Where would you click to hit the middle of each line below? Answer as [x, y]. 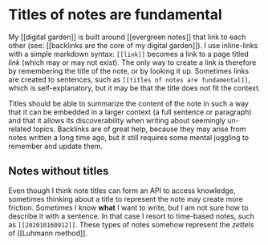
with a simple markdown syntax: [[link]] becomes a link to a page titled [128, 54]
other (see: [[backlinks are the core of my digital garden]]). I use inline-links [133, 45]
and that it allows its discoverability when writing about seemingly [117, 120]
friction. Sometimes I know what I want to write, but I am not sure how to [128, 207]
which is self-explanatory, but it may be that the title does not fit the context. [134, 88]
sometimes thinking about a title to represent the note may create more [126, 199]
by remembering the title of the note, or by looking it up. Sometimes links [129, 70]
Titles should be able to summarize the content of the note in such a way [128, 103]
